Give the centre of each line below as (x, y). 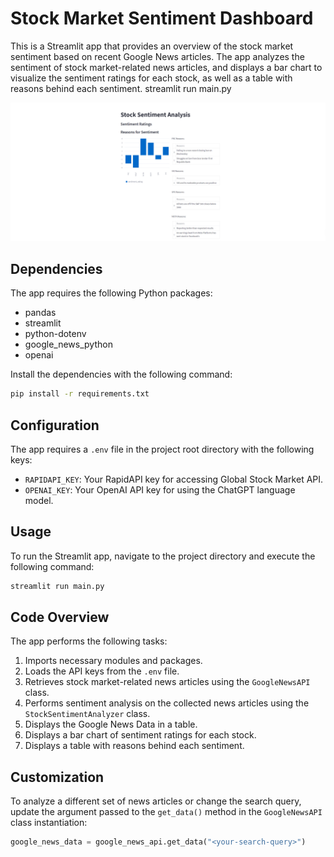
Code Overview (60, 617)
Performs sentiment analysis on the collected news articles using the (167, 703)
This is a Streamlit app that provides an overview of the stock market (152, 46)
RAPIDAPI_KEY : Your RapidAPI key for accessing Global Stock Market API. (174, 479)
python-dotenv (55, 334)
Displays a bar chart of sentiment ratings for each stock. (140, 735)
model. (39, 500)
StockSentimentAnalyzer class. (87, 714)
